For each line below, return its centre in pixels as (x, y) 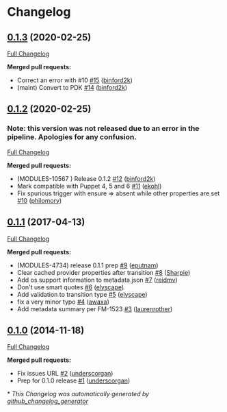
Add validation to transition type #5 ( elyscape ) (82, 294)
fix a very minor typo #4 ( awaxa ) (63, 302)
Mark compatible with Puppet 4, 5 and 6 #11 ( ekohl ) (89, 186)
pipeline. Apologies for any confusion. (72, 137)
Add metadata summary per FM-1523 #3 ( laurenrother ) (95, 308)
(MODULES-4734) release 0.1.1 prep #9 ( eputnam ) (88, 265)
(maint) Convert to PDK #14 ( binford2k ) (72, 87)
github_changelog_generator (48, 401)
